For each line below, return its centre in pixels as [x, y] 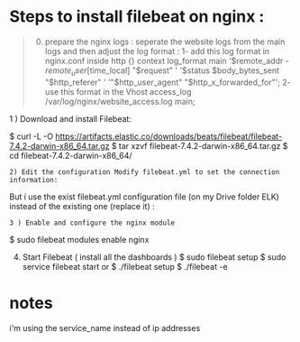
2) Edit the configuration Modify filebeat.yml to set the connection [145, 172]
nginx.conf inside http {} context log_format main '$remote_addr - [167, 60]
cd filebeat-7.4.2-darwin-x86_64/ [71, 155]
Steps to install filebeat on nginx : [137, 17]
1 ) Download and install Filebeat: [71, 118]
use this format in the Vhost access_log [118, 91]
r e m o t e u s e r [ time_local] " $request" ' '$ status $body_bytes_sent [162, 71]
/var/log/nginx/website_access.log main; [120, 101]
